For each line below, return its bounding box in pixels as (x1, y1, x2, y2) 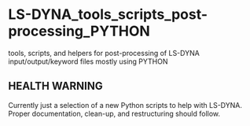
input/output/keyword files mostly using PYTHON (8, 57, 168, 66)
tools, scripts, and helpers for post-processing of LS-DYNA (8, 48, 200, 57)
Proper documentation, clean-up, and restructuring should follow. (8, 109, 221, 118)
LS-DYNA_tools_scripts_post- (8, 6, 208, 24)
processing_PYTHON (8, 22, 151, 40)
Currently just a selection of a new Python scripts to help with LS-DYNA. (8, 100, 242, 109)
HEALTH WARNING (8, 80, 104, 93)
